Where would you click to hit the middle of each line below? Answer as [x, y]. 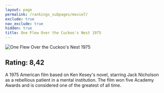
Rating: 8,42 [25, 63]
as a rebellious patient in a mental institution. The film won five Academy [80, 80]
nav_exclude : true [24, 24]
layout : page [19, 10]
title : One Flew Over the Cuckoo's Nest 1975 [53, 33]
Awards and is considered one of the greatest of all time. [63, 85]
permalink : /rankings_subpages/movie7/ [47, 14]
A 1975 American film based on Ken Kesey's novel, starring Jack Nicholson [82, 75]
